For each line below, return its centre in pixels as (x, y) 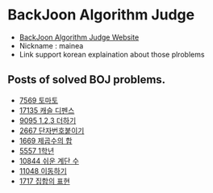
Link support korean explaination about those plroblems (112, 54)
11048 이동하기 (43, 170)
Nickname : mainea (51, 45)
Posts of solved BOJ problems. (87, 80)
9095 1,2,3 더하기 (48, 120)
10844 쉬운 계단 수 (49, 161)
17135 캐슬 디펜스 (47, 110)
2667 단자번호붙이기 (52, 130)
